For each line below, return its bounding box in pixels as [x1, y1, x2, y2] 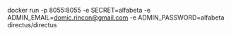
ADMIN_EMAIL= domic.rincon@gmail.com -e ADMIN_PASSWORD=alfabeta [7, 13, 225, 22]
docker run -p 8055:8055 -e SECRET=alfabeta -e [7, 6, 150, 14]
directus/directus [7, 21, 57, 29]
